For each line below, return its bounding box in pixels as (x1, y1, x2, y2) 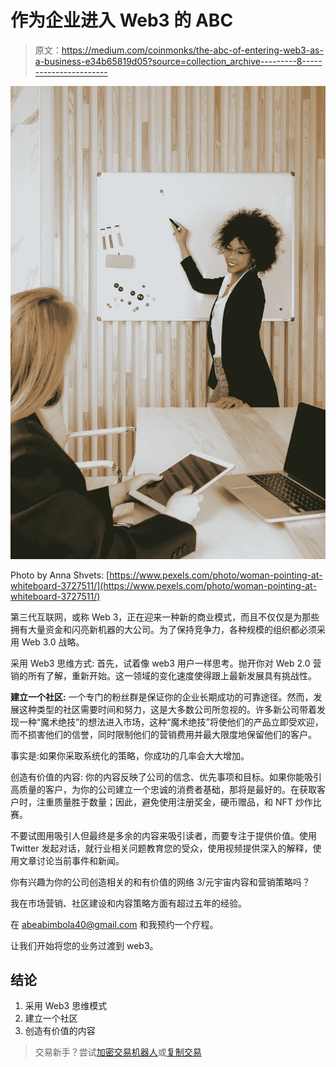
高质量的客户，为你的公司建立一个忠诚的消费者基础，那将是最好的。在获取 (10, 783, 317, 795)
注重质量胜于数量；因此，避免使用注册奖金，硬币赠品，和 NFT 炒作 (36, 796, 313, 808)
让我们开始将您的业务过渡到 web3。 (10, 939, 159, 951)
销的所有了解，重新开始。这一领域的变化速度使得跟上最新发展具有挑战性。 (10, 669, 317, 681)
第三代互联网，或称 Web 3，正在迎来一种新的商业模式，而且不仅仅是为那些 (10, 611, 320, 623)
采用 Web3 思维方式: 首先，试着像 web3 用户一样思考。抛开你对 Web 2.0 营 (10, 657, 322, 669)
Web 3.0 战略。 (21, 636, 85, 648)
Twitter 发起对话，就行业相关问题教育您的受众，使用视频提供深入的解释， (10, 842, 313, 854)
